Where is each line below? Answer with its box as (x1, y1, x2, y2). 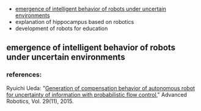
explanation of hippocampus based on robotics (15, 18, 134, 25)
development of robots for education (15, 25, 108, 32)
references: (6, 71, 42, 79)
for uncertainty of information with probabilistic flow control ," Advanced (6, 91, 188, 98)
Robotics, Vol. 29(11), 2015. (6, 98, 75, 105)
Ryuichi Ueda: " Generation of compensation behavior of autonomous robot (6, 84, 196, 91)
